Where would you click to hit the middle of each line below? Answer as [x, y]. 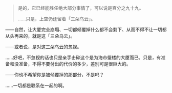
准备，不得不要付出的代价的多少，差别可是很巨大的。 [75, 64]
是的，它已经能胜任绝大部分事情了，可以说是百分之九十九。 [81, 8]
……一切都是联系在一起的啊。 [36, 85]
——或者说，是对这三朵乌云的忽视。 [44, 47]
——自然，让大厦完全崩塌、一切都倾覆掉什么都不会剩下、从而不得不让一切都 [86, 29]
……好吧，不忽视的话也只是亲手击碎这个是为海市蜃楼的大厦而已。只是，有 [83, 57]
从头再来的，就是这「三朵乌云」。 [40, 36]
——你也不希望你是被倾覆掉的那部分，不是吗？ [55, 75]
